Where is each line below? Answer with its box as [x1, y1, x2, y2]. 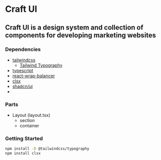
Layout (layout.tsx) [12, 112, 50, 118]
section [19, 117, 35, 123]
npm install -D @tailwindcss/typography [5, 146, 90, 152]
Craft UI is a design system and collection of [5, 23, 144, 32]
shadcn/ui [12, 83, 33, 89]
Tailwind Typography [19, 62, 63, 68]
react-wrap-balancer [12, 73, 55, 79]
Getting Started [5, 135, 43, 142]
